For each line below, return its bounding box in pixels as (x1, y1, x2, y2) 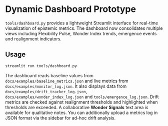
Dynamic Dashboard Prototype (5, 3, 136, 15)
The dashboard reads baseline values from (5, 72, 94, 78)
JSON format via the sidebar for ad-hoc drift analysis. (5, 115, 116, 121)
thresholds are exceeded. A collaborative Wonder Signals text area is (5, 104, 148, 110)
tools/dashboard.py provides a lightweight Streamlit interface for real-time (5, 20, 158, 26)
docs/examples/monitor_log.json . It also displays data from (5, 83, 127, 89)
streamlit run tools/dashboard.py (5, 63, 77, 68)
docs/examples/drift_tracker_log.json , (5, 88, 87, 94)
